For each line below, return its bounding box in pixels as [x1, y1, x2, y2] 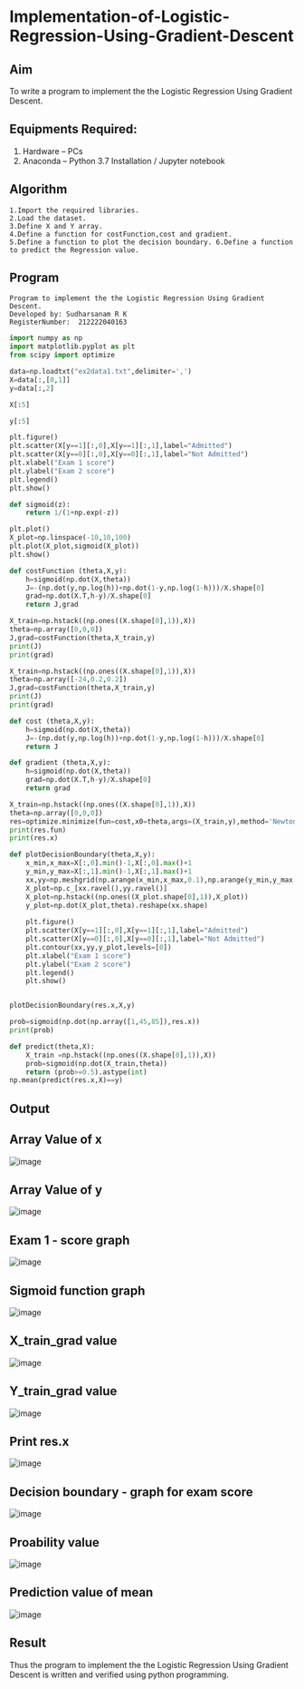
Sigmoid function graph [9, 1283, 146, 1298]
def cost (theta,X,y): [9, 717, 95, 726]
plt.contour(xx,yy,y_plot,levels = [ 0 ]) [25, 942, 172, 952]
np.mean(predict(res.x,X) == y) [9, 1076, 124, 1085]
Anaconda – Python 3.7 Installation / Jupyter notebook [22, 155, 225, 166]
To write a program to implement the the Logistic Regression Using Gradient [9, 86, 293, 96]
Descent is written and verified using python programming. [9, 1669, 229, 1680]
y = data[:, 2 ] [9, 384, 54, 393]
